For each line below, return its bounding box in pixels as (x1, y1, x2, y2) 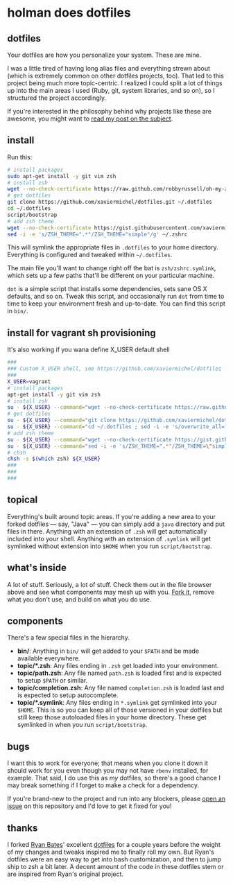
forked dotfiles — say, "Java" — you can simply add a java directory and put (7, 520, 225, 528)
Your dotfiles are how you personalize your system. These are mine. (7, 51, 202, 59)
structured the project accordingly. (7, 94, 106, 102)
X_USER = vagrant (7, 378, 51, 385)
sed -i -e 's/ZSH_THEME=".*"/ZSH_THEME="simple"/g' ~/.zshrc (7, 231, 188, 238)
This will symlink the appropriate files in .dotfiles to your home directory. (7, 243, 218, 252)
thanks (7, 822, 38, 834)
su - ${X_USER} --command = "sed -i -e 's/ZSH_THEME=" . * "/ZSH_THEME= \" (7, 442, 213, 450)
